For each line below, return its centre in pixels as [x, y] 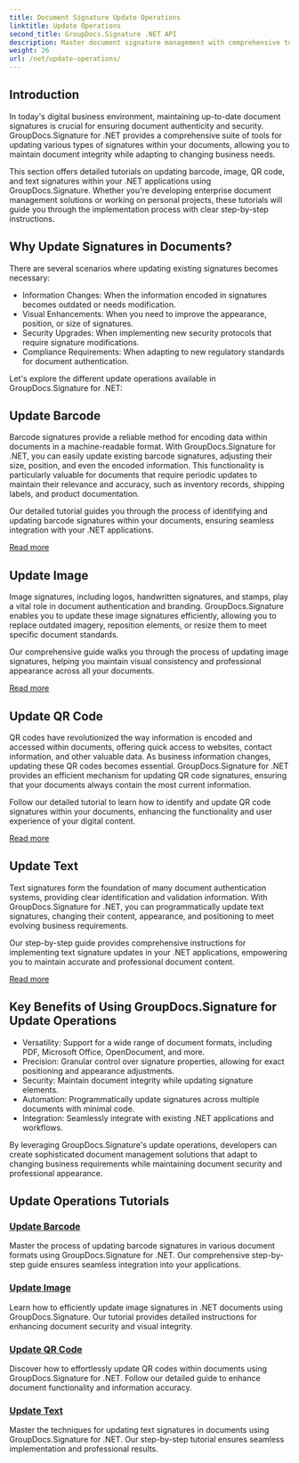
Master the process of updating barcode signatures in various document [142, 1246]
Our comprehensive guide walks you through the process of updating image [149, 652]
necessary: [30, 278]
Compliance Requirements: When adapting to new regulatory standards [153, 352]
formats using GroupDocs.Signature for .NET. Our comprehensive [129, 1256]
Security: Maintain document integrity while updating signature [137, 1080]
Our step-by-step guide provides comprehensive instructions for [128, 943]
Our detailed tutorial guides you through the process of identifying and [139, 511]
